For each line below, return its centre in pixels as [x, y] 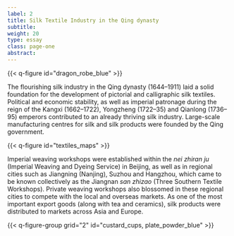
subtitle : [22, 27]
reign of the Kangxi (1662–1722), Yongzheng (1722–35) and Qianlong [107, 109]
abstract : [22, 54]
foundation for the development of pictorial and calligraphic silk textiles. [111, 94]
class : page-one [31, 46]
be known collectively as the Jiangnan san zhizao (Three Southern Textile [115, 181]
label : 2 [20, 14]
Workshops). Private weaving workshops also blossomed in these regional [116, 189]
